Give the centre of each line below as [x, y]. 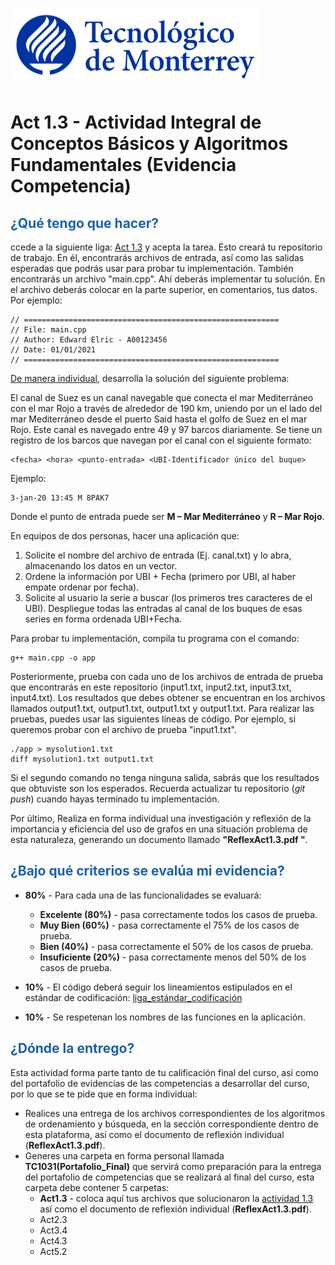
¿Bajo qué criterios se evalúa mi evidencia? [147, 871]
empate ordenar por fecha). [82, 587]
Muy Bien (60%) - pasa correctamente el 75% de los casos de [169, 925]
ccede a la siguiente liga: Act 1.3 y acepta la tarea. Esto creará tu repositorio [166, 247]
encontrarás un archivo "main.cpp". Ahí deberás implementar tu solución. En [168, 279]
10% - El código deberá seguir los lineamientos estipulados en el [158, 987]
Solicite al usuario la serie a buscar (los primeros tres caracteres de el [168, 597]
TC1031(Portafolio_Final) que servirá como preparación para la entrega [173, 1166]
